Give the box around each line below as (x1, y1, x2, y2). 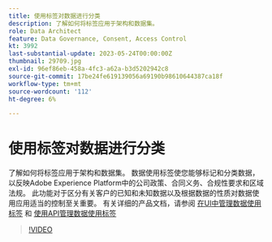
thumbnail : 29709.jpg (8, 58, 82, 66)
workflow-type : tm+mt (8, 80, 82, 88)
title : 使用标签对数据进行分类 (8, 11, 101, 20)
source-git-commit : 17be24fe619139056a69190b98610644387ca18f (8, 72, 223, 80)
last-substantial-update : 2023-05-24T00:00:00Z (8, 50, 173, 58)
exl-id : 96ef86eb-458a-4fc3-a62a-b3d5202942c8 (8, 65, 169, 73)
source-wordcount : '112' (8, 87, 93, 96)
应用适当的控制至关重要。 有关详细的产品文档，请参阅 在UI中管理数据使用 (15, 198, 262, 208)
